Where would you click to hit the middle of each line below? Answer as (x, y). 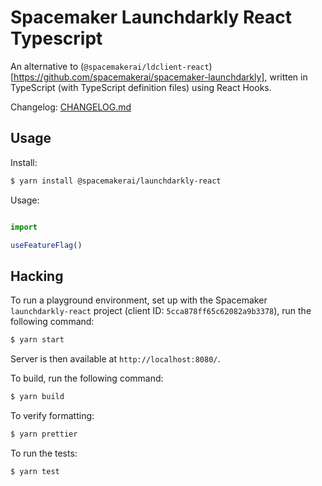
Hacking (37, 276)
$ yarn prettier (44, 434)
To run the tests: (44, 453)
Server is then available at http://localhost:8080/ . (115, 359)
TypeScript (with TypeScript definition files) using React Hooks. (141, 87)
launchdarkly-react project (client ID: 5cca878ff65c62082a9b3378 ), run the (161, 311)
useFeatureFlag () (46, 245)
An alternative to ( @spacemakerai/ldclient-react (110, 66)
